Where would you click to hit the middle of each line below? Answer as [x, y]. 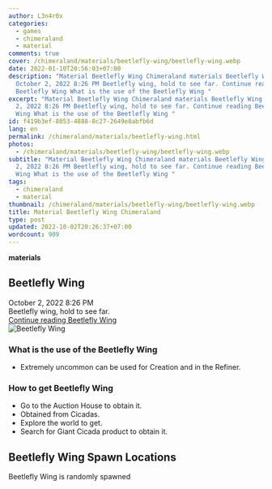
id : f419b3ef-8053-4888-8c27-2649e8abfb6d [81, 122]
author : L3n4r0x [36, 16]
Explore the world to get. [61, 423]
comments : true [34, 54]
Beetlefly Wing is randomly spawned [70, 477]
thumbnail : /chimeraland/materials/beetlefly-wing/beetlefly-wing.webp [132, 204]
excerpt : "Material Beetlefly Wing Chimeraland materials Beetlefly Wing [136, 99]
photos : [21, 144]
